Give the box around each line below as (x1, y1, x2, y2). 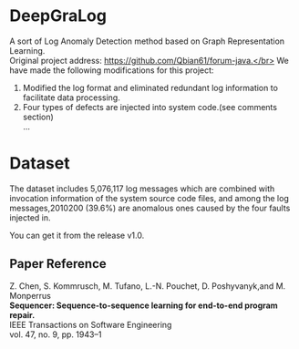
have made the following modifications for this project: (9, 65, 214, 76)
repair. (9, 309, 36, 320)
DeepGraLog (9, 5, 108, 26)
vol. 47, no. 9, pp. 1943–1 (9, 329, 102, 340)
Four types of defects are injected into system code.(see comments (22, 101, 278, 112)
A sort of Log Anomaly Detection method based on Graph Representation (9, 36, 285, 46)
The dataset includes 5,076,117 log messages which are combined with (9, 183, 275, 194)
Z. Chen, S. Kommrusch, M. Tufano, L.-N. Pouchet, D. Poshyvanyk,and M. (9, 280, 286, 292)
